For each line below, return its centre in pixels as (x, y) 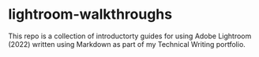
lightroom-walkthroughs (90, 14)
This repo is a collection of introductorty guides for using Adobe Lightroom (130, 36)
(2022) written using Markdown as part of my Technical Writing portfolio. (127, 44)
